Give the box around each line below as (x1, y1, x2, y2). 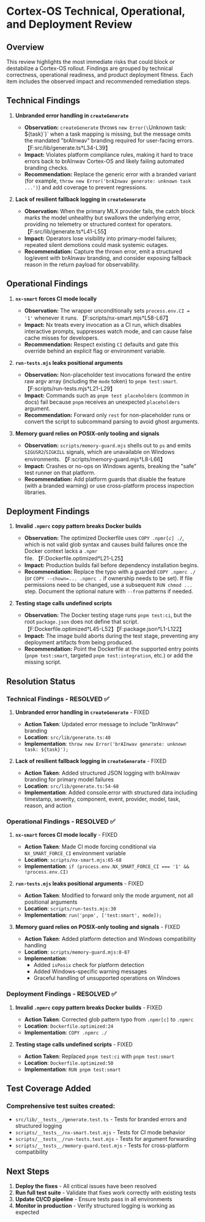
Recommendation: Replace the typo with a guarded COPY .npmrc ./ (24, 568, 196, 576)
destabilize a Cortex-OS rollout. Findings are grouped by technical (6, 65, 173, 72)
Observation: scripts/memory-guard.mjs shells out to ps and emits (24, 441, 192, 449)
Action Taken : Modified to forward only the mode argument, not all (24, 892, 194, 899)
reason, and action (24, 802, 72, 809)
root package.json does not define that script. (24, 618, 139, 625)
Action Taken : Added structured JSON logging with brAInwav (24, 769, 181, 777)
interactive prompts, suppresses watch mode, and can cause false (24, 327, 193, 335)
